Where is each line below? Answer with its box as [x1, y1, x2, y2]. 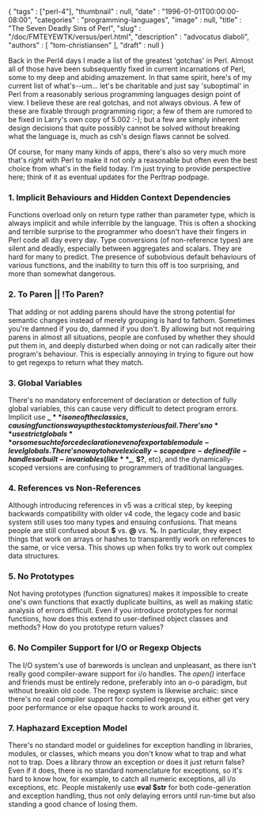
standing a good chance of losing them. [8, 800, 138, 809]
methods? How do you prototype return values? [8, 623, 164, 632]
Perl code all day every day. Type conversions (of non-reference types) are [8, 236, 254, 245]
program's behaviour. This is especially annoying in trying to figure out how [8, 349, 255, 359]
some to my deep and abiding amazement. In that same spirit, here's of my [8, 73, 252, 82]
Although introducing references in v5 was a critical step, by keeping [8, 501, 233, 510]
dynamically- [191, 454, 234, 463]
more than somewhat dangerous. [8, 269, 116, 278]
